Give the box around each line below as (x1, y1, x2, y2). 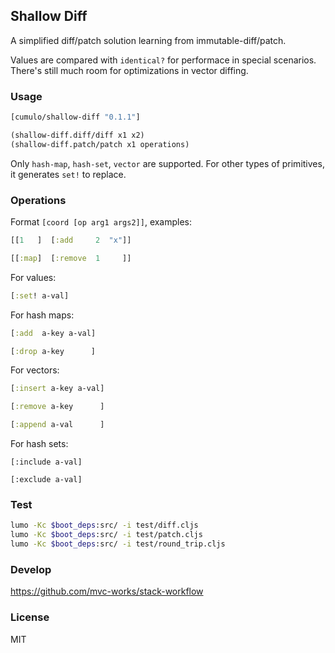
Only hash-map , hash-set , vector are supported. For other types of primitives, (10, 157, 325, 169)
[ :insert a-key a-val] (10, 384, 105, 394)
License (10, 610, 50, 624)
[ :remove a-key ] (10, 402, 105, 412)
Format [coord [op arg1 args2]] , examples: (10, 216, 193, 228)
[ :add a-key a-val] (10, 328, 97, 338)
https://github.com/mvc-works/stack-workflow (10, 585, 204, 598)
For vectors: (10, 364, 60, 376)
